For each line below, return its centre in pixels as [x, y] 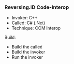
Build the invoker [28, 52]
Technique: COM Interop [36, 28]
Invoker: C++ [25, 18]
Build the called [27, 47]
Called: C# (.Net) [28, 23]
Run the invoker [27, 57]
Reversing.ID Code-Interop [37, 7]
